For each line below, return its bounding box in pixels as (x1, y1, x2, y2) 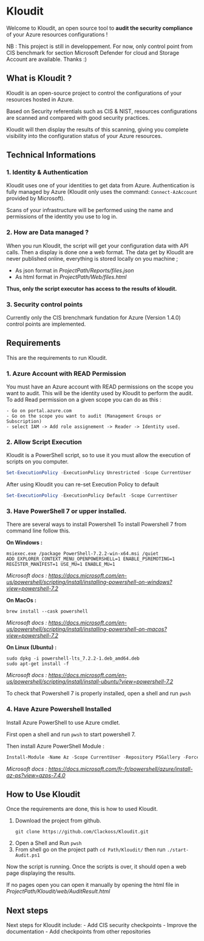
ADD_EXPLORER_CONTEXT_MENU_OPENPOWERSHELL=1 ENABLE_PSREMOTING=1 (6, 556, 175, 562)
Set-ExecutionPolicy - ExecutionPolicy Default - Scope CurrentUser (6, 492, 178, 499)
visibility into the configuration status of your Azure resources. (6, 132, 163, 139)
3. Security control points (6, 300, 83, 308)
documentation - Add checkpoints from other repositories (6, 928, 151, 936)
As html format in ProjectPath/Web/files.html (15, 273, 127, 280)
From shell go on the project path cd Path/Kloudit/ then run (15, 846, 166, 853)
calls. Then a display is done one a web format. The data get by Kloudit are (6, 248, 194, 256)
